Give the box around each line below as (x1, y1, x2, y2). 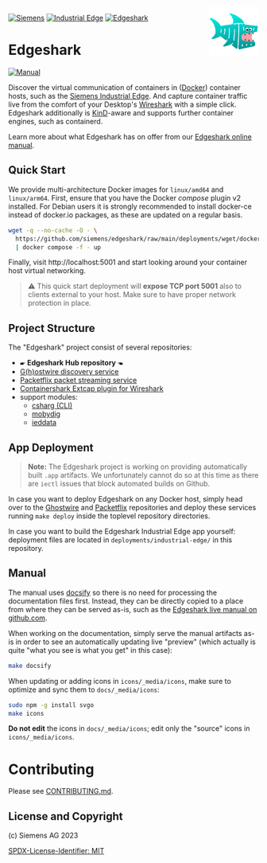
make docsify (8, 662, 52, 670)
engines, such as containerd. (8, 116, 103, 126)
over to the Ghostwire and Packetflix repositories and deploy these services (8, 503, 257, 512)
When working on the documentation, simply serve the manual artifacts (8, 628, 242, 638)
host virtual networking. (8, 266, 86, 275)
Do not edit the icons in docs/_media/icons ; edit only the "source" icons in (8, 724, 250, 733)
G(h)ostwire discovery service (19, 367, 119, 377)
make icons (8, 709, 44, 717)
